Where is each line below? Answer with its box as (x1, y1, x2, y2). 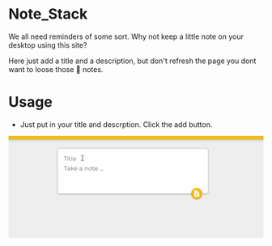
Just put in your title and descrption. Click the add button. (19, 119, 213, 129)
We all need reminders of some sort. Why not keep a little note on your (8, 32, 244, 41)
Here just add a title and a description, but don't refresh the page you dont (8, 56, 257, 66)
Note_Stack (8, 5, 88, 23)
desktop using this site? (8, 40, 87, 49)
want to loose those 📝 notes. (8, 64, 104, 74)
